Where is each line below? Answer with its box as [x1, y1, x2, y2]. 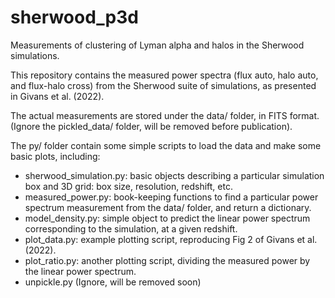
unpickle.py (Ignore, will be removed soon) [24, 276, 202, 288]
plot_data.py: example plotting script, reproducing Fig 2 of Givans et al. [24, 233, 318, 245]
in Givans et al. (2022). [10, 90, 105, 102]
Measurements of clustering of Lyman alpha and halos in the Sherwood [10, 39, 305, 51]
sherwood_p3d [10, 6, 139, 29]
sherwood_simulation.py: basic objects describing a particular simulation [24, 169, 325, 181]
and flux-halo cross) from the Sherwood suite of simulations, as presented [10, 79, 317, 91]
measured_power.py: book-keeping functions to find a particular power [24, 191, 319, 203]
